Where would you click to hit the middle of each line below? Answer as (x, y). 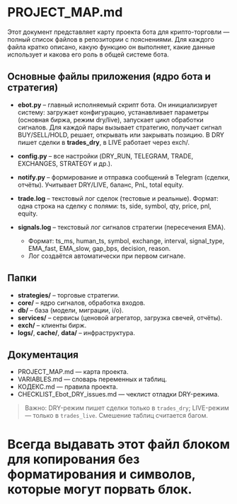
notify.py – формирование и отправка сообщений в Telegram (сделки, (124, 177)
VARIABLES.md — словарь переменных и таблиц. (92, 380)
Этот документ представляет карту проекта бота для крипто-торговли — (118, 32)
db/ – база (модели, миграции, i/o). (70, 310)
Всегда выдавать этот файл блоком (118, 444)
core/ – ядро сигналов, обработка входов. (81, 303)
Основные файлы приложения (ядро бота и (109, 77)
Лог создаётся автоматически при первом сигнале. (107, 256)
